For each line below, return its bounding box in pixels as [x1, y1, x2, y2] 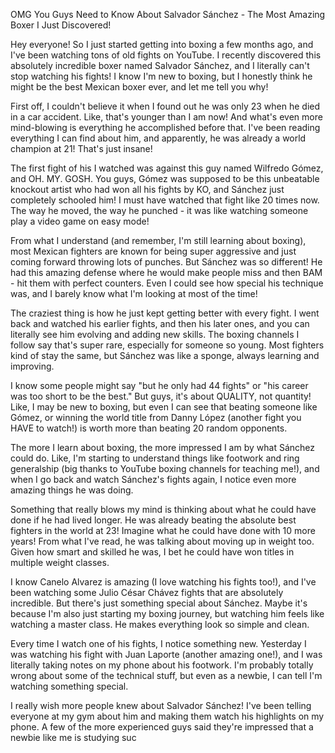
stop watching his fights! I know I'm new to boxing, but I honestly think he [10, 70, 313, 82]
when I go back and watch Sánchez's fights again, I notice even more [10, 474, 297, 485]
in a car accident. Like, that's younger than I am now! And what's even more [10, 111, 323, 123]
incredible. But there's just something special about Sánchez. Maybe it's [10, 597, 308, 609]
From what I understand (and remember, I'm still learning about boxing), [10, 235, 307, 246]
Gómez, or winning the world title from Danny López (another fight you [10, 412, 302, 423]
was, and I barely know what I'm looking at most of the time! [10, 288, 258, 299]
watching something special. [10, 680, 129, 692]
